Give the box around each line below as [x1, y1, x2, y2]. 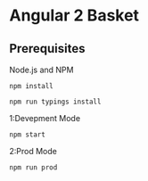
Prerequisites [9, 41, 86, 56]
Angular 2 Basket [9, 5, 140, 26]
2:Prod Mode [9, 146, 58, 156]
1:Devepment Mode [9, 113, 81, 123]
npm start [9, 130, 46, 139]
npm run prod [9, 163, 58, 172]
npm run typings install [9, 97, 102, 106]
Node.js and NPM [9, 64, 74, 75]
